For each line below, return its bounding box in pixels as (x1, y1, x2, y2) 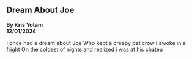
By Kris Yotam (6, 21, 43, 28)
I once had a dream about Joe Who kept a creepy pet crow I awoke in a (6, 39, 186, 46)
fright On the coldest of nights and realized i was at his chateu (6, 46, 163, 53)
